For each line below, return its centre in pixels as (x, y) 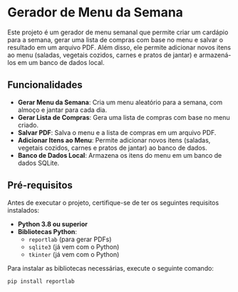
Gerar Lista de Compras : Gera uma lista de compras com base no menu (124, 117)
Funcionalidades (45, 85)
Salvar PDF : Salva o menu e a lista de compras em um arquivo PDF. (117, 132)
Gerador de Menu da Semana (95, 12)
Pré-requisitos (40, 185)
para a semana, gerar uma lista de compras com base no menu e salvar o (115, 39)
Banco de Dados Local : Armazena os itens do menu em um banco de (120, 155)
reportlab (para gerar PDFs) (70, 239)
